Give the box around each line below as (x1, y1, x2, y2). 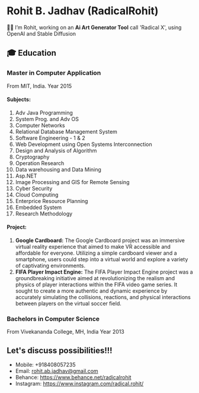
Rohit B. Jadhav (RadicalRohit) (7, 4, 159, 18)
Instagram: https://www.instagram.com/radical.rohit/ (15, 380, 144, 387)
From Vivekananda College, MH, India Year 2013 (7, 328, 125, 335)
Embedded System (15, 204, 62, 211)
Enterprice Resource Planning (15, 197, 88, 204)
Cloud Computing (15, 191, 59, 198)
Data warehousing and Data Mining (15, 166, 101, 173)
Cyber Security (15, 185, 53, 192)
